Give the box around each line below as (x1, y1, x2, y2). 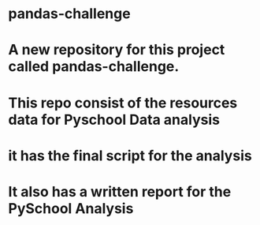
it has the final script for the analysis (8, 147, 252, 164)
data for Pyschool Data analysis (8, 111, 221, 129)
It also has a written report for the (8, 182, 232, 201)
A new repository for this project (8, 41, 225, 59)
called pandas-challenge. (8, 58, 180, 76)
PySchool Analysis (8, 199, 134, 217)
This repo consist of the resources (8, 94, 238, 111)
